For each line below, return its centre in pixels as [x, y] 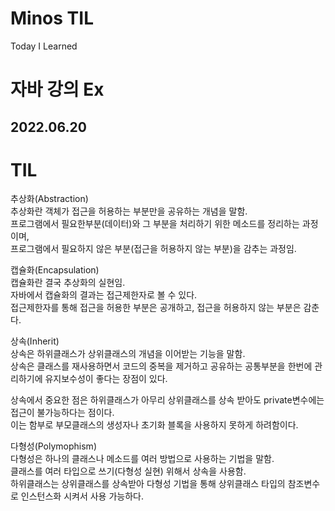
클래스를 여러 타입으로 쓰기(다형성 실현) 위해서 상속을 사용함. [128, 471]
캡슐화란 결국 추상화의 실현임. [68, 283]
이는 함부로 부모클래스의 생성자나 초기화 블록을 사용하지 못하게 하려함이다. [154, 425]
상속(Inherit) [35, 341]
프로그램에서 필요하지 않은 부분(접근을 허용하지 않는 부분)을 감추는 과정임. [153, 249]
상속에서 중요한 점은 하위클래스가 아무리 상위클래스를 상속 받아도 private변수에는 [167, 400]
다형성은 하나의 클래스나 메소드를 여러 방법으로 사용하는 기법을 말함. [142, 459]
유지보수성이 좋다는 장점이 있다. [106, 379]
